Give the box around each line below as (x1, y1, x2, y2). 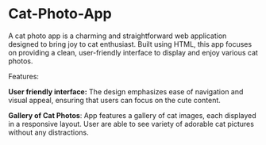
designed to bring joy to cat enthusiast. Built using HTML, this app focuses (8, 39, 253, 48)
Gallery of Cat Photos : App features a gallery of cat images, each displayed (8, 110, 256, 120)
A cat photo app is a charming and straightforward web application (8, 31, 227, 40)
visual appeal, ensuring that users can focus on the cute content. (8, 95, 221, 105)
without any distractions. (8, 128, 89, 137)
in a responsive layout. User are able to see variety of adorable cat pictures (8, 119, 254, 128)
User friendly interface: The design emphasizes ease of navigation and (8, 86, 244, 96)
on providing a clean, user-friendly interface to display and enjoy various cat (8, 48, 258, 57)
